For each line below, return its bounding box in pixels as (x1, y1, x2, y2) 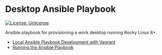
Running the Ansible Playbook (12, 44, 74, 50)
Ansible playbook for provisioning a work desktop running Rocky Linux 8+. (5, 29, 158, 35)
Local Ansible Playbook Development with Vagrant (12, 39, 115, 45)
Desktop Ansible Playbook (5, 3, 116, 15)
